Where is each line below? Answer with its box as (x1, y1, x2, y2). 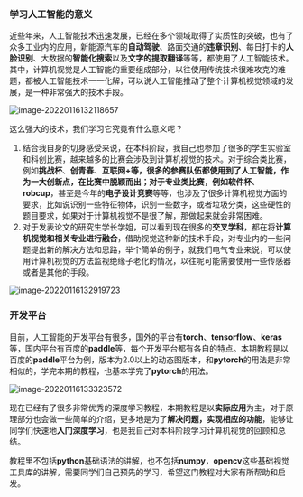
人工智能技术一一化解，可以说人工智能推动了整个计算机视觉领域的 (40, 75, 286, 87)
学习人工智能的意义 (9, 7, 93, 20)
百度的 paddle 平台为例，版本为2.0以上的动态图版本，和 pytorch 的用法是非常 (9, 354, 291, 365)
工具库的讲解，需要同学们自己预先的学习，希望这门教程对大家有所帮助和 (9, 466, 278, 477)
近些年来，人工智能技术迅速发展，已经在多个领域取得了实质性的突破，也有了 (9, 30, 294, 42)
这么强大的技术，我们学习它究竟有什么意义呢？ (9, 124, 183, 135)
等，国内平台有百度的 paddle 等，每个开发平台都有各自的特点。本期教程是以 (9, 342, 289, 353)
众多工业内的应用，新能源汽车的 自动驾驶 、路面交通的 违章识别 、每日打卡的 (9, 42, 286, 52)
